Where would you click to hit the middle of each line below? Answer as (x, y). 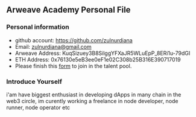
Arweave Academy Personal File (68, 10)
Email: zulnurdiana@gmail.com (53, 46)
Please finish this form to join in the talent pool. (73, 66)
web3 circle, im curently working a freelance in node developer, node (93, 101)
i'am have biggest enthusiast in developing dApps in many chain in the (94, 94)
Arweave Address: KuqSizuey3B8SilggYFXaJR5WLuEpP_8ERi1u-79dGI (103, 53)
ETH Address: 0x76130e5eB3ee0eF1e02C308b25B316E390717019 (98, 59)
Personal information (38, 27)
